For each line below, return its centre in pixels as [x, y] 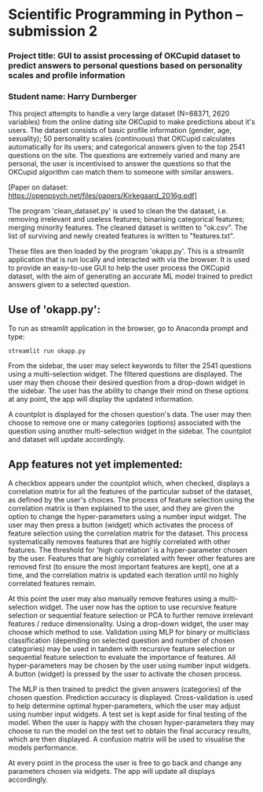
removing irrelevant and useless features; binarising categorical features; [126, 219]
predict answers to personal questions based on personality [126, 66]
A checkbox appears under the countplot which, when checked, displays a [129, 483]
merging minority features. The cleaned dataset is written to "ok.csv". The [128, 228]
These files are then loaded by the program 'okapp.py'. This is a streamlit [126, 251]
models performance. [43, 748]
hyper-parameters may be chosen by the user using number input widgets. [130, 665]
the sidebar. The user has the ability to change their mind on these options [128, 391]
